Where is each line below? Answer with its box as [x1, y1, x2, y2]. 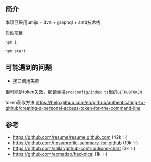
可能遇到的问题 [5, 63, 52, 72]
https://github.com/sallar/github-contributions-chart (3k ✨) [12, 145, 136, 152]
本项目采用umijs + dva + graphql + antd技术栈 [5, 19, 101, 25]
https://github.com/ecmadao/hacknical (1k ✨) [12, 151, 108, 157]
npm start [5, 48, 26, 54]
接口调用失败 [12, 77, 39, 84]
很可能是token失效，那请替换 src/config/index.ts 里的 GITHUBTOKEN [5, 89, 142, 95]
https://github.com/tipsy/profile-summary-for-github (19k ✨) [12, 140, 138, 146]
